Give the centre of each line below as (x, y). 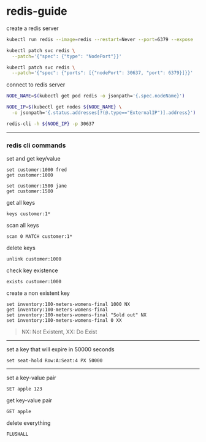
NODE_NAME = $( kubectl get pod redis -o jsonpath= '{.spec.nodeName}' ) (96, 96)
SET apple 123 (25, 389)
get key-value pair (29, 400)
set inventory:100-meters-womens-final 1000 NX (68, 305)
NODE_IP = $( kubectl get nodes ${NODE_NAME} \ (64, 107)
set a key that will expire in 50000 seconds (60, 349)
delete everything (29, 423)
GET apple (19, 412)
